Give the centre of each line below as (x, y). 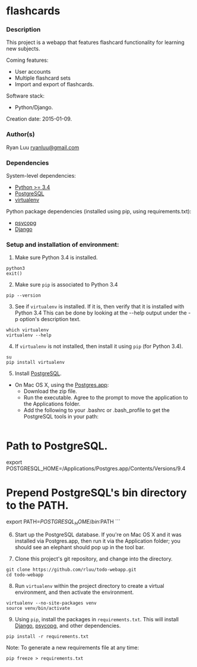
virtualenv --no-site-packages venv (51, 603)
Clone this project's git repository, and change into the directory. (94, 559)
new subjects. (23, 49)
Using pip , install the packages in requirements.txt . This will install (97, 619)
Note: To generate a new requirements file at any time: (73, 648)
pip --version (24, 295)
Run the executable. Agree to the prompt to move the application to (106, 398)
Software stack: (25, 96)
